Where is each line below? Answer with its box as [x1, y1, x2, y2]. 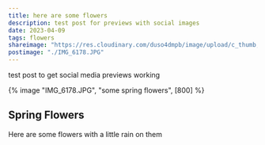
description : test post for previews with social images [8, 19, 200, 27]
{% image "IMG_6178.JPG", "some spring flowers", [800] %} [8, 86, 205, 95]
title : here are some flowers [8, 11, 108, 20]
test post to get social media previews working [8, 71, 161, 79]
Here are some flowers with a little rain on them [8, 129, 163, 139]
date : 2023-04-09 [8, 26, 66, 34]
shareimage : [8, 41, 47, 49]
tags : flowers [8, 33, 55, 42]
